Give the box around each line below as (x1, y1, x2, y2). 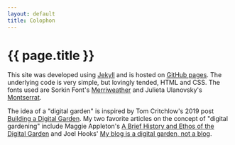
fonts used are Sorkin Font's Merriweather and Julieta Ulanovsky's (7, 86, 202, 94)
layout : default (7, 10, 55, 18)
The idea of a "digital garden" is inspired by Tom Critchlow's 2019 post (7, 107, 214, 115)
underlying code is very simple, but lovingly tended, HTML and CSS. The (7, 79, 220, 87)
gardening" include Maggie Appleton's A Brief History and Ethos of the (7, 122, 214, 131)
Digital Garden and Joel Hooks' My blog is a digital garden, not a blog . (7, 129, 212, 138)
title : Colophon (7, 17, 55, 24)
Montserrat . (7, 93, 42, 102)
